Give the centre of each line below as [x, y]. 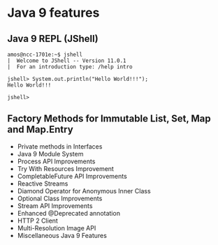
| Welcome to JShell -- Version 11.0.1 [67, 61]
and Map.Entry [40, 129]
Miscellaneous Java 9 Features [62, 235]
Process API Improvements [56, 161]
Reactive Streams [43, 184]
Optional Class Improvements [60, 198]
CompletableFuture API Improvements [72, 176]
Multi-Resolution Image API [57, 228]
